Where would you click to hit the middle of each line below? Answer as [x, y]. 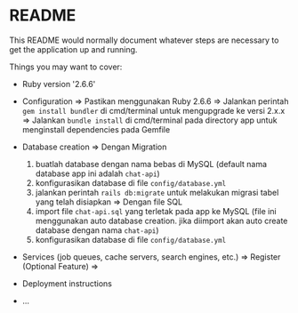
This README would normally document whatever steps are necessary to [144, 40]
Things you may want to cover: [66, 67]
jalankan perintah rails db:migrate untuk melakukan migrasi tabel [157, 192]
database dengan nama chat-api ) [97, 230]
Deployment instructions [67, 283]
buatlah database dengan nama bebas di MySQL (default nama [151, 164]
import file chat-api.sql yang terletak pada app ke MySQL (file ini [156, 211]
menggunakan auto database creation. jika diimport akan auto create [161, 221]
